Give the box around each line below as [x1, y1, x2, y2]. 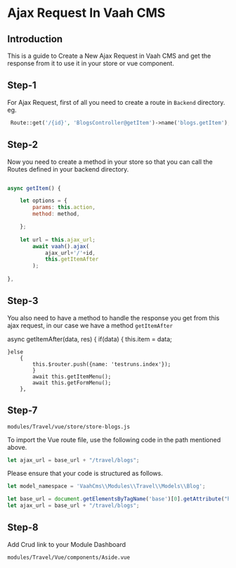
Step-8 [7, 522, 39, 534]
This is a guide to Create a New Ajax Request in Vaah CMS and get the [7, 51, 211, 60]
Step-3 [7, 295, 39, 307]
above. [7, 443, 27, 451]
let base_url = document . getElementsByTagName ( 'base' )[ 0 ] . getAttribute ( [7, 496, 225, 503]
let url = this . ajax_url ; [20, 236, 96, 244]
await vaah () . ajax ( [32, 243, 90, 250]
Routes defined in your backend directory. [7, 165, 129, 173]
